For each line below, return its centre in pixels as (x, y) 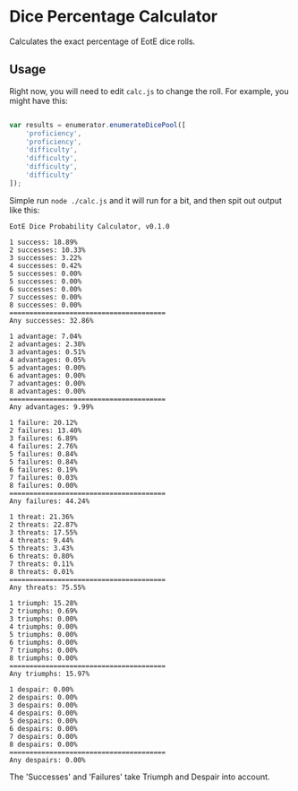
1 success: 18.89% (43, 242)
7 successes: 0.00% (46, 297)
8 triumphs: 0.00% (43, 658)
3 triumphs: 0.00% (43, 619)
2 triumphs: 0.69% (43, 611)
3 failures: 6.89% (43, 438)
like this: (25, 210)
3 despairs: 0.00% (43, 705)
